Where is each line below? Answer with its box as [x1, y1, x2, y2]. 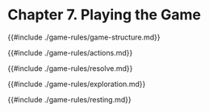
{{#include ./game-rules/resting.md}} [7, 94, 132, 104]
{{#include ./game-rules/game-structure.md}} [7, 32, 161, 42]
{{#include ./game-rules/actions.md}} [7, 48, 133, 57]
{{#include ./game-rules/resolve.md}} [7, 63, 133, 73]
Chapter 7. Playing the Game [7, 6, 201, 24]
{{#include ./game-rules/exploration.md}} [7, 79, 146, 89]
